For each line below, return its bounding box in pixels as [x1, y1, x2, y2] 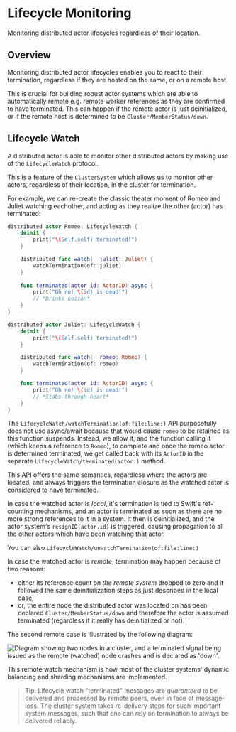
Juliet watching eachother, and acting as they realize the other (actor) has [7, 201, 223, 210]
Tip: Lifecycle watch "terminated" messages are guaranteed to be [24, 687, 218, 695]
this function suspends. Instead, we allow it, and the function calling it [7, 434, 211, 443]
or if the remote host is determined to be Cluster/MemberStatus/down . [7, 112, 208, 120]
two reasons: [7, 565, 45, 574]
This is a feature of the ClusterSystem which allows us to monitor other [7, 173, 213, 181]
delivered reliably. [24, 716, 77, 726]
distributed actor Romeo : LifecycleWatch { [7, 222, 138, 230]
